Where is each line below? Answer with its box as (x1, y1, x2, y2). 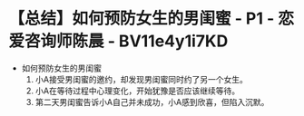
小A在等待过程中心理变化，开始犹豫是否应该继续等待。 (34, 85, 240, 96)
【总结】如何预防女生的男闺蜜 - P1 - (8, 8, 275, 29)
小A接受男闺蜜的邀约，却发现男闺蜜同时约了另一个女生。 (34, 73, 249, 84)
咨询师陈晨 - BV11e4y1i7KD (25, 31, 229, 52)
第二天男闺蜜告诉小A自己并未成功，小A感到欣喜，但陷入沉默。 (34, 96, 270, 107)
